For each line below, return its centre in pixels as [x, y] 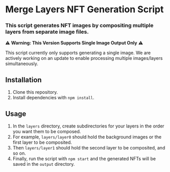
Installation [23, 80]
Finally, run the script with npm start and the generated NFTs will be [84, 159]
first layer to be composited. [42, 142]
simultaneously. [22, 64]
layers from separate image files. [47, 32]
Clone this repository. [35, 92]
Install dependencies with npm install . [53, 98]
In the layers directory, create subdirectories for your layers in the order [88, 126]
